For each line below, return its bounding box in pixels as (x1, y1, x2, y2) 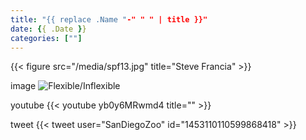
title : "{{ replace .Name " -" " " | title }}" (10, 14, 208, 25)
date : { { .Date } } (10, 24, 87, 34)
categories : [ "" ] (10, 33, 83, 43)
